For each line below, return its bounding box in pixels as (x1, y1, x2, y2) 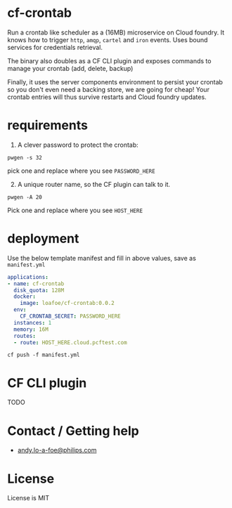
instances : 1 (13, 319, 52, 326)
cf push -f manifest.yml (7, 351, 80, 359)
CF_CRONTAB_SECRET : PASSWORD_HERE (20, 313, 121, 320)
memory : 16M (13, 325, 49, 333)
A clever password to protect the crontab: (17, 141, 138, 149)
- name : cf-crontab (7, 280, 65, 287)
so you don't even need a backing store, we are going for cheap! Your (7, 85, 210, 93)
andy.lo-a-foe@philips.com (17, 446, 97, 455)
